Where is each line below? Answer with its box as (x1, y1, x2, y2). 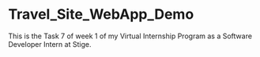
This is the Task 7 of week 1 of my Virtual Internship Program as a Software (8, 31, 253, 41)
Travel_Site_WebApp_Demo (8, 5, 194, 23)
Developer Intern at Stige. (8, 39, 92, 48)
